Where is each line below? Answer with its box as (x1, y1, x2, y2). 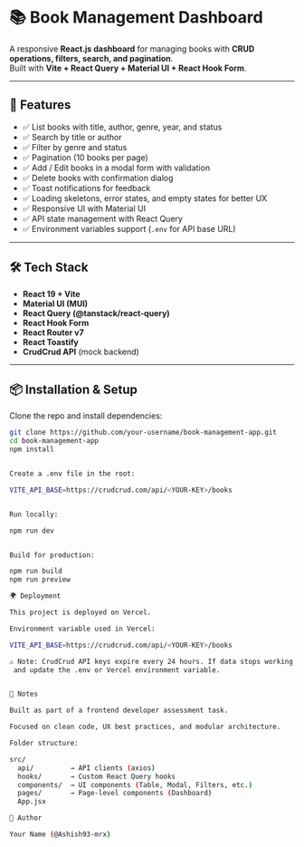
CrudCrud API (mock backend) (22, 346, 140, 357)
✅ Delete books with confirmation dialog (22, 172, 174, 183)
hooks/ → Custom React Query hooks (17, 772, 176, 781)
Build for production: (9, 550, 95, 560)
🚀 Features (9, 97, 71, 113)
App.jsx (17, 797, 47, 806)
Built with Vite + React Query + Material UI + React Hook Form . (9, 63, 247, 73)
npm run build (9, 567, 63, 576)
